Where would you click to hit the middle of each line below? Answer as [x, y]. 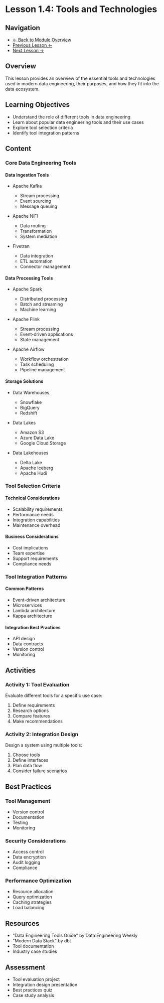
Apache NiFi [25, 216]
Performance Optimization [38, 881]
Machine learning [38, 310]
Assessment [25, 967]
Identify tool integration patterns [46, 133]
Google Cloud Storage [43, 443]
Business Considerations [32, 537]
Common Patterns [25, 589]
